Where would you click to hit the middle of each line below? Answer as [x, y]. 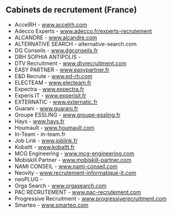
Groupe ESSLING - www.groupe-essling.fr [67, 115]
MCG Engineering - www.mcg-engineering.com [74, 153]
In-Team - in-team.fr [40, 134]
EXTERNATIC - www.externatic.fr [56, 102]
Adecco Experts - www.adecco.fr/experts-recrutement [83, 31]
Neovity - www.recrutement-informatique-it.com [75, 173]
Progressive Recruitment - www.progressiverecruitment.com [90, 198]
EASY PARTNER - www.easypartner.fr [62, 70]
